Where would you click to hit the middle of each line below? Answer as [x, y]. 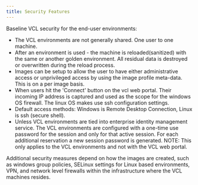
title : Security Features [38, 12]
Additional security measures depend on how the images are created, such [98, 158]
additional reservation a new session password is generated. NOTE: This [103, 140]
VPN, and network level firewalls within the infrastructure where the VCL [94, 171]
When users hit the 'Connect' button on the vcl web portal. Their [93, 90]
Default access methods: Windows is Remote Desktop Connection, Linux [103, 109]
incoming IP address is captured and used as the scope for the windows [103, 96]
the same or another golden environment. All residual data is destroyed [101, 59]
